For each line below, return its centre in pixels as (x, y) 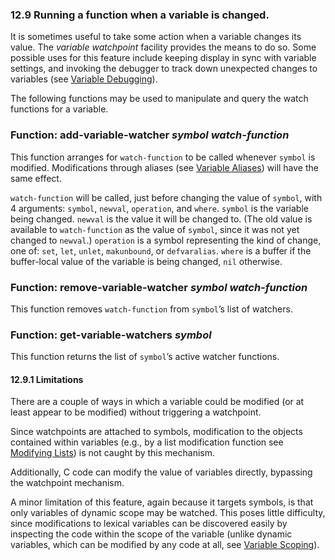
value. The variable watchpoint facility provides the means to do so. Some (163, 47)
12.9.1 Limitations (47, 379)
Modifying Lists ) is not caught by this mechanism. (112, 453)
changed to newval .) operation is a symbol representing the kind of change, (166, 240)
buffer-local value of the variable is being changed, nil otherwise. (146, 261)
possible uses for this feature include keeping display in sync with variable (163, 58)
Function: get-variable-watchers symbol (111, 335)
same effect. (36, 178)
